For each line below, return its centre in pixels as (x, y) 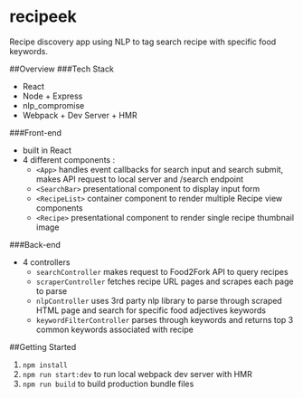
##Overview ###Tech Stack (62, 69)
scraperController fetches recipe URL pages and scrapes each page (165, 281)
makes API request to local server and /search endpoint (140, 179)
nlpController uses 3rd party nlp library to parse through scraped (159, 300)
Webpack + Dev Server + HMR (80, 115)
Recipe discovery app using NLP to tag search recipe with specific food (143, 42)
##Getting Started (43, 346)
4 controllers (46, 262)
